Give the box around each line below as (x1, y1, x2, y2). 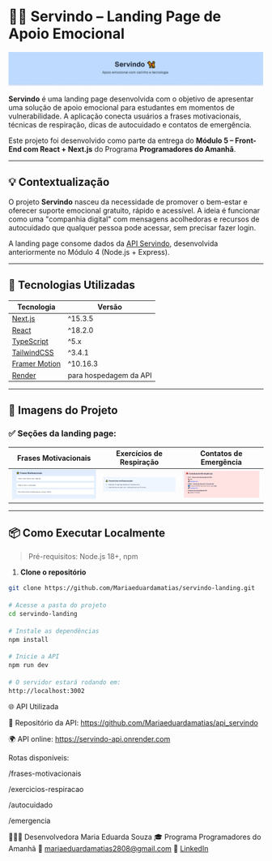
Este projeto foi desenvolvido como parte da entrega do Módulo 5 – (8, 136, 234, 145)
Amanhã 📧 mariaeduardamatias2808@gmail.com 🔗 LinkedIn (8, 843, 209, 853)
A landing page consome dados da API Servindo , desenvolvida (8, 239, 219, 248)
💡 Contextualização (8, 175, 110, 189)
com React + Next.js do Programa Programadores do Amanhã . (23, 144, 236, 153)
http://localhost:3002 (8, 687, 85, 695)
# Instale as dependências (8, 626, 100, 635)
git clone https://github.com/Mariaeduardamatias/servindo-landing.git (8, 584, 255, 592)
